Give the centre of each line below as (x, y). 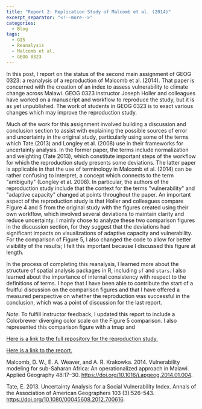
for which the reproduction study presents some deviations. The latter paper (101, 162)
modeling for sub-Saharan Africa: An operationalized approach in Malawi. (98, 368)
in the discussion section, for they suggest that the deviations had (88, 226)
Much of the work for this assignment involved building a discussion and (96, 124)
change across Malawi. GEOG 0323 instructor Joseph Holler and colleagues (101, 93)
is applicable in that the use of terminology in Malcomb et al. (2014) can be (99, 169)
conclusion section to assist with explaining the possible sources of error (97, 130)
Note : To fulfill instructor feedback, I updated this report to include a (91, 314)
